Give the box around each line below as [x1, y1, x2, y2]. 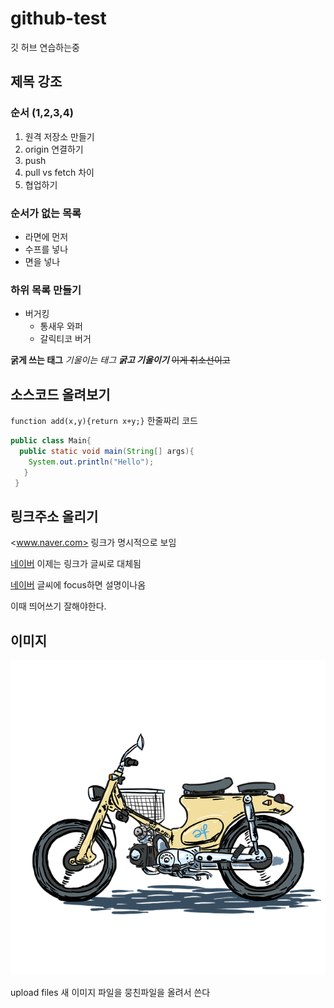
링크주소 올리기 [10, 508, 99, 525]
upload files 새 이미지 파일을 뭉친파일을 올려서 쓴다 [10, 987, 211, 999]
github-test [10, 7, 107, 30]
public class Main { [10, 436, 92, 446]
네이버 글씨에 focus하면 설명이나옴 [10, 579, 147, 591]
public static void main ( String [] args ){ [19, 446, 195, 456]
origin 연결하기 [24, 143, 84, 155]
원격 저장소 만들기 [24, 130, 95, 142]
